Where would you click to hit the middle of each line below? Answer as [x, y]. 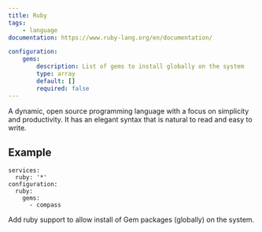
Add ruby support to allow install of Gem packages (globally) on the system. [131, 220]
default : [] [56, 81]
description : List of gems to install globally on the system [140, 67]
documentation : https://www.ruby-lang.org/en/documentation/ [111, 37]
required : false [63, 88]
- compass [45, 205]
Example [30, 152]
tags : [17, 23]
